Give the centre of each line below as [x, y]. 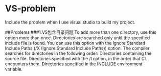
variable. [14, 69]
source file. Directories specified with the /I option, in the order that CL [76, 58]
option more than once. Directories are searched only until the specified [78, 38]
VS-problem [31, 9]
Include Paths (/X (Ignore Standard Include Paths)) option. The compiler [78, 48]
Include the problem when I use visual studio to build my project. [70, 22]
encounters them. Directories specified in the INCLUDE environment [74, 64]
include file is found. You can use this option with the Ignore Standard [75, 43]
